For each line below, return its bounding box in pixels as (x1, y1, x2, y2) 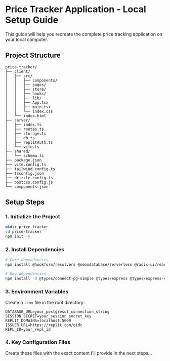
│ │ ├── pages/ (5, 82, 47, 87)
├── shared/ (5, 148, 30, 154)
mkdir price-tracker (5, 224, 49, 230)
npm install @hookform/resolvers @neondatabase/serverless (5, 262, 133, 267)
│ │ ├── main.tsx (5, 104, 51, 109)
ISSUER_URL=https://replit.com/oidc (5, 323, 82, 328)
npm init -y (5, 234, 30, 239)
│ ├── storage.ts (5, 131, 47, 136)
